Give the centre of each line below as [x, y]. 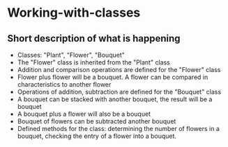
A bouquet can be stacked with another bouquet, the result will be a [115, 99]
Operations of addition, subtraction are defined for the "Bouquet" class [119, 92]
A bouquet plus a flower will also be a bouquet [84, 114]
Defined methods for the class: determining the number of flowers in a [118, 129]
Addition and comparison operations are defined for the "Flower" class [119, 70]
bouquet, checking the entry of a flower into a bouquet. [97, 136]
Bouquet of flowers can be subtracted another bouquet [97, 121]
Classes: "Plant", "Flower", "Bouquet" [71, 55]
